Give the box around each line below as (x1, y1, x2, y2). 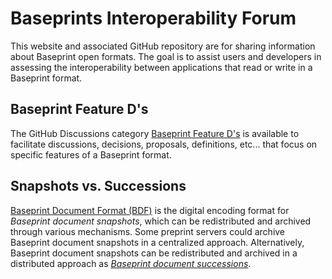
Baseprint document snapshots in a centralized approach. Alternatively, (10, 236, 305, 248)
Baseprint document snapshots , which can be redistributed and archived (10, 215, 312, 227)
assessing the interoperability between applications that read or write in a (10, 61, 313, 73)
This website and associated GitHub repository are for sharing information (10, 40, 316, 52)
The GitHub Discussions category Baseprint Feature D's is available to (10, 127, 300, 139)
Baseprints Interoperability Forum (10, 7, 297, 30)
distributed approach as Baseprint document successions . (10, 257, 252, 269)
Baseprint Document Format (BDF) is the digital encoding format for (10, 204, 290, 216)
